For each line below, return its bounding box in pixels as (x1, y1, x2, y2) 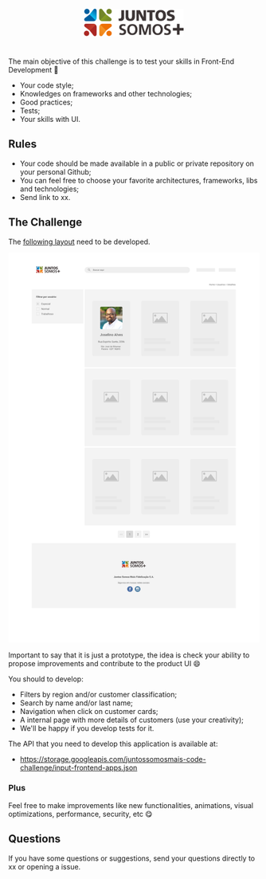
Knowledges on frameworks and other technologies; (19, 88, 193, 98)
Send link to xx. (19, 192, 71, 202)
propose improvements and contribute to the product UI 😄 (8, 658, 201, 668)
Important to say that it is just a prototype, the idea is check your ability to (8, 650, 250, 660)
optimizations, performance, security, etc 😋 (8, 809, 153, 818)
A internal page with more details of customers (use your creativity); (19, 715, 244, 724)
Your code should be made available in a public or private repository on (19, 159, 255, 168)
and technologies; (19, 184, 80, 194)
